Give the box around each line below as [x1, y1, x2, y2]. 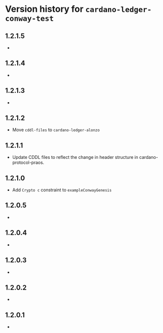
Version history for [5, 3, 84, 15]
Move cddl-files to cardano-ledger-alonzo [12, 127, 100, 133]
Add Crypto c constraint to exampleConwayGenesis [12, 187, 112, 193]
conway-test [5, 14, 54, 23]
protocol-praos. [12, 159, 44, 166]
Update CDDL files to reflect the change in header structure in [12, 154, 138, 160]
